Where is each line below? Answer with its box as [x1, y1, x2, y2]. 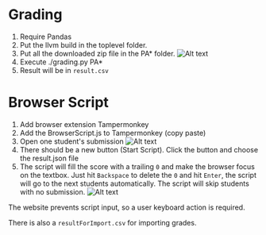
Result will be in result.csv [19, 65, 109, 75]
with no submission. [19, 187, 86, 196]
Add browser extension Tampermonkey [19, 119, 149, 129]
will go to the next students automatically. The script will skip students [19, 179, 250, 188]
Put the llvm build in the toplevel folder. [19, 40, 148, 49]
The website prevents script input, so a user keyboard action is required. [8, 202, 245, 212]
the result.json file [19, 153, 79, 163]
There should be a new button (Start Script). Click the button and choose [19, 144, 259, 154]
